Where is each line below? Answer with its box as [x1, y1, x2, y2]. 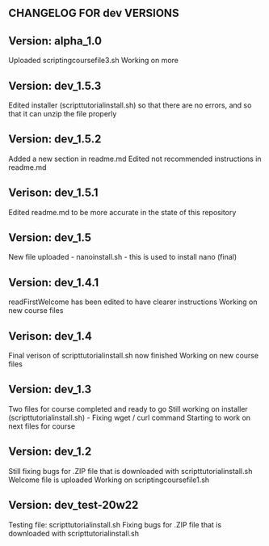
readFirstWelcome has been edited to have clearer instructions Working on [8, 297, 258, 307]
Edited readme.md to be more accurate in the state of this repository [8, 207, 237, 217]
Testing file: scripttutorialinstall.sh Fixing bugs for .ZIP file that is [8, 519, 222, 529]
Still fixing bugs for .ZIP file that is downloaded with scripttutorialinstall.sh [8, 466, 253, 476]
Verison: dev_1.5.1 [8, 186, 99, 200]
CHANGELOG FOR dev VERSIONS [8, 6, 179, 20]
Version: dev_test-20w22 [8, 498, 139, 512]
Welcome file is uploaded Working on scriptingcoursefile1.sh [8, 475, 210, 485]
